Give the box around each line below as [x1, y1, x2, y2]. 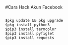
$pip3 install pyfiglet [5, 31, 55, 36]
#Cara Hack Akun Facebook [5, 4, 63, 10]
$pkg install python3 [5, 22, 50, 27]
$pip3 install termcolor [5, 27, 57, 32]
